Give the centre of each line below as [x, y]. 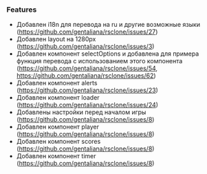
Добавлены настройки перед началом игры [81, 112]
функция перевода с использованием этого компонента [99, 61]
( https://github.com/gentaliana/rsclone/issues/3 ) [85, 47]
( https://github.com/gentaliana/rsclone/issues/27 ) [87, 32]
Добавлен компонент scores [58, 142]
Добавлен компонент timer [56, 156]
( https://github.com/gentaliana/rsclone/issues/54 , [87, 68]
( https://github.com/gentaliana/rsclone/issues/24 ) [87, 105]
